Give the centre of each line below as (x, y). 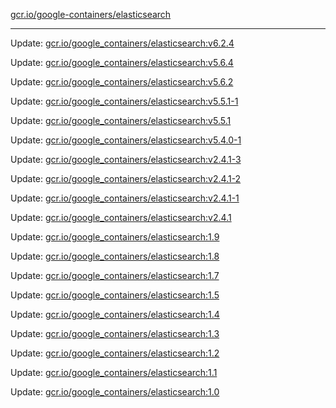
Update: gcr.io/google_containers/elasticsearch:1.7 (115, 275)
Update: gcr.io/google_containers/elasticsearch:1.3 (115, 333)
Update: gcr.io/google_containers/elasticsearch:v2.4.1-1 (125, 198)
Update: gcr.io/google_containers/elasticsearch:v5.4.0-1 (126, 140)
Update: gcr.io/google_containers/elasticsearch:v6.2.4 (122, 43)
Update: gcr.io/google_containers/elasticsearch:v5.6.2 (122, 82)
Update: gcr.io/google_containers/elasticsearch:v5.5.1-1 (124, 101)
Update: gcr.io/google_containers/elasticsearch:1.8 (115, 256)
